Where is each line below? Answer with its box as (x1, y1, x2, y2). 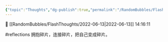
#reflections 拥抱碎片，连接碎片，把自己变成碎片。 (5, 31, 110, 37)
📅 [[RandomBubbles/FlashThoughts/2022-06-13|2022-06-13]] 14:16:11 (5, 21, 150, 27)
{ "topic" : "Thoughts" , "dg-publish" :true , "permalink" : (5, 7, 117, 12)
